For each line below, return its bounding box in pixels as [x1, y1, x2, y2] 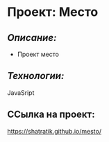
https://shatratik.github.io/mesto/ [7, 127, 102, 135]
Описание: [7, 32, 57, 44]
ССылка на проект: [7, 109, 95, 121]
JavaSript [7, 88, 35, 97]
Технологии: [7, 70, 65, 82]
